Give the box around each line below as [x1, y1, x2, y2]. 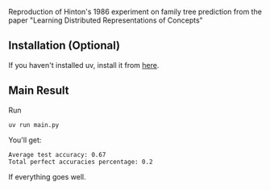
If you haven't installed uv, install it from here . [8, 60, 160, 70]
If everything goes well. [8, 171, 86, 181]
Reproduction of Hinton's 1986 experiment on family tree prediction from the [8, 7, 262, 16]
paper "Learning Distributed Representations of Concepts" [8, 15, 203, 25]
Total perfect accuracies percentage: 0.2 [8, 158, 153, 166]
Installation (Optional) [8, 39, 121, 53]
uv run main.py [8, 120, 60, 129]
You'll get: [8, 135, 42, 145]
